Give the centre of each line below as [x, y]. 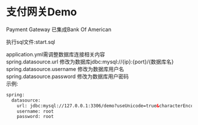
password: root [35, 117]
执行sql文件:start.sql [31, 42]
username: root [35, 111]
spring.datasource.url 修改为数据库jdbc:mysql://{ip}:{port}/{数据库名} [90, 62]
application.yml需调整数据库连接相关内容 [55, 54]
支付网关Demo [42, 12]
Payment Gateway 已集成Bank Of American [59, 29]
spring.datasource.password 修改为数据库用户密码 [67, 76]
